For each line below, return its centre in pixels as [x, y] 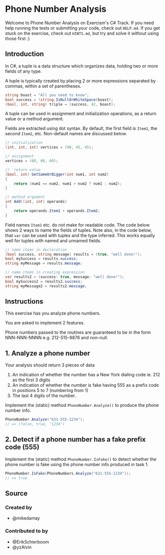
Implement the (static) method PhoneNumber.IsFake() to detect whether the [81, 459]
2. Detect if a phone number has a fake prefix [76, 440]
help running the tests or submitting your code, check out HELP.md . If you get [82, 28]
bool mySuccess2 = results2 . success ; [44, 281]
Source [16, 493]
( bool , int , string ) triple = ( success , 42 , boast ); [60, 104]
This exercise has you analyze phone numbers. [53, 313]
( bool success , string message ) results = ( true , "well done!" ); [74, 254]
